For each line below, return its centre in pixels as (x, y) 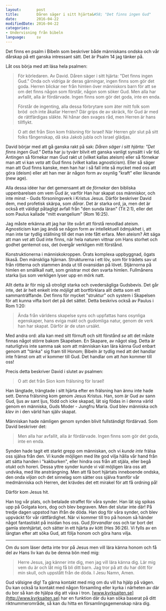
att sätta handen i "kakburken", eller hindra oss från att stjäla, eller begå (78, 461)
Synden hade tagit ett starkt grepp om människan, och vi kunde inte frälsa (81, 451)
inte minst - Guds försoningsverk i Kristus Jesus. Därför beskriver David (79, 198)
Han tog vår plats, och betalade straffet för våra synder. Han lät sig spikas (80, 501)
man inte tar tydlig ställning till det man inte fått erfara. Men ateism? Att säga (83, 234)
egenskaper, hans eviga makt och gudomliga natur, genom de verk (85, 321)
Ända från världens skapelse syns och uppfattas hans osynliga (82, 315)
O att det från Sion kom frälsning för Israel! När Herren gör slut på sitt (88, 132)
